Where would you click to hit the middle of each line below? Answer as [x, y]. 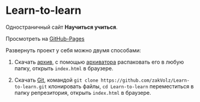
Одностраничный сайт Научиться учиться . [62, 27]
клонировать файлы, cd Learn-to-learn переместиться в [121, 86]
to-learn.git [31, 87]
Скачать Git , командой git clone [56, 80]
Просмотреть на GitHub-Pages [45, 38]
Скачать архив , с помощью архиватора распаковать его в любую [99, 62]
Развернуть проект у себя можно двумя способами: [74, 50]
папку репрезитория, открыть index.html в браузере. [83, 92]
